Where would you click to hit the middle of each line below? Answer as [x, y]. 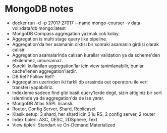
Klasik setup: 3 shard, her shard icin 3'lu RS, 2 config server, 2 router [84, 114]
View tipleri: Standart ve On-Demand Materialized [64, 125]
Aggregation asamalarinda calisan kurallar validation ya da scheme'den [86, 55]
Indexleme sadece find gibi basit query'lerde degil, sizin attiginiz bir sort [87, 93]
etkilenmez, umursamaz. [38, 60]
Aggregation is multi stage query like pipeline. [60, 39]
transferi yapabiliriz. [33, 87]
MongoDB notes [39, 9]
